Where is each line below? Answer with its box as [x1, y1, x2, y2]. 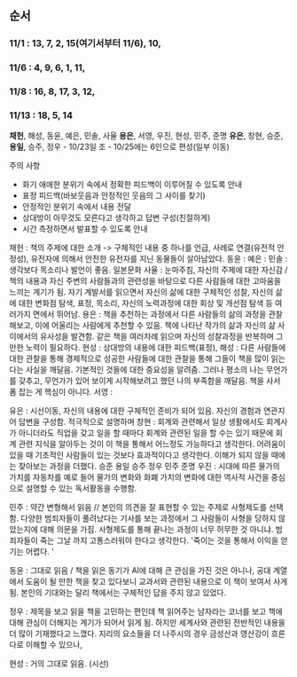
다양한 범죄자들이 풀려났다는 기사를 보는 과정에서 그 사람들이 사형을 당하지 [20, 513, 277, 523]
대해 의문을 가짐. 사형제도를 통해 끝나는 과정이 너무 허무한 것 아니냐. [39, 524, 274, 535]
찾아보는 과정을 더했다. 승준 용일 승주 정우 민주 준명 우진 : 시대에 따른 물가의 [18, 461, 281, 472]
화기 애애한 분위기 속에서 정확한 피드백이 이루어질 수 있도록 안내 [21, 179, 242, 190]
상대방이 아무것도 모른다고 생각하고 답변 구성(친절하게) [21, 212, 211, 224]
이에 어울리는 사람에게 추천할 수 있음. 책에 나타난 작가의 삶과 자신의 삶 [35, 320, 277, 331]
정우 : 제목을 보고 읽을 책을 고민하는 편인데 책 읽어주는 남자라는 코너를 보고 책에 [9, 606, 284, 617]
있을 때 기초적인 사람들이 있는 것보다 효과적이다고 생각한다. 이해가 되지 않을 [9, 450, 270, 461]
